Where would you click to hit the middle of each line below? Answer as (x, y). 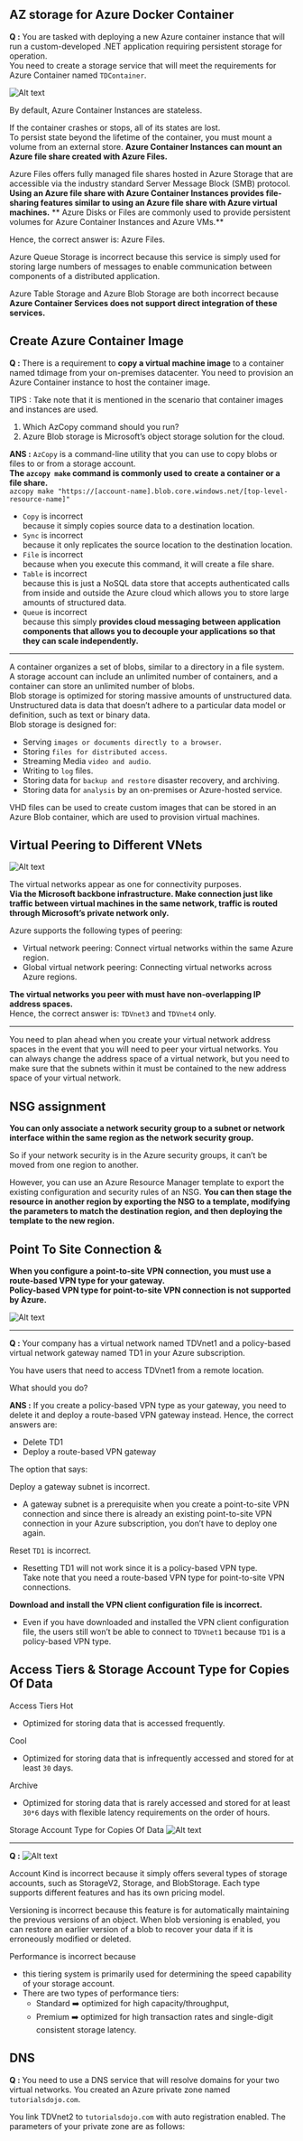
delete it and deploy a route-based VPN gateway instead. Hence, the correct (151, 1415)
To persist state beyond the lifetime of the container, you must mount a (141, 137)
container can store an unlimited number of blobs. (102, 686)
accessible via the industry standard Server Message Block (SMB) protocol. (150, 183)
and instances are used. (54, 409)
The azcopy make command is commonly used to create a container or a (145, 472)
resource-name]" (40, 499)
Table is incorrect (55, 574)
